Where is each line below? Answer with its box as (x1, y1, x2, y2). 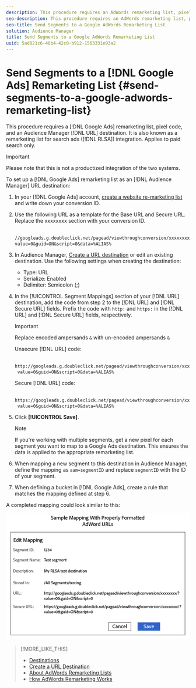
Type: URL (23, 268, 48, 275)
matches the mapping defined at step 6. (14, 490, 111, 497)
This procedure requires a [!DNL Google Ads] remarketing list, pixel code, (6, 123, 183, 130)
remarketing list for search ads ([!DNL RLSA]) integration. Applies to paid (6, 135, 181, 142)
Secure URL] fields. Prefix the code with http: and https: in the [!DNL (14, 305, 183, 312)
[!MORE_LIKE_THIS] (20, 645, 68, 652)
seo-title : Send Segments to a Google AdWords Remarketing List (6, 22, 166, 28)
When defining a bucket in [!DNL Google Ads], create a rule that (14, 483, 168, 491)
